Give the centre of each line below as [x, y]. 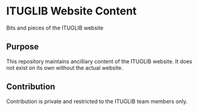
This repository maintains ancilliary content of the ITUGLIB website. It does [99, 61]
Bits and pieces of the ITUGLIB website [55, 28]
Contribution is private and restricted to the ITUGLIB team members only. [97, 101]
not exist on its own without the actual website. [65, 68]
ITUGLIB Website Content [72, 11]
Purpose [23, 47]
